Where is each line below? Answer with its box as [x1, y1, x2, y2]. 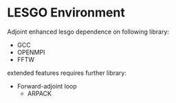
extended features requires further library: [7, 69, 127, 77]
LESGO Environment [7, 5, 125, 21]
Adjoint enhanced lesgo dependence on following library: [7, 27, 170, 36]
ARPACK [27, 89, 52, 98]
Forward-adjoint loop [16, 82, 77, 90]
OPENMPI [16, 48, 45, 56]
